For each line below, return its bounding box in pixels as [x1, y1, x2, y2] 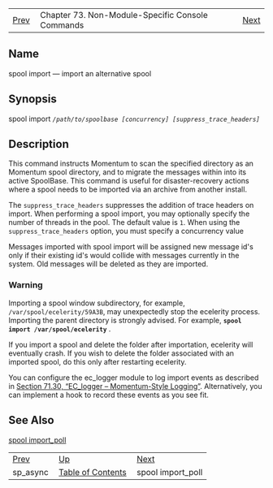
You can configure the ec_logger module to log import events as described [8, 373, 259, 382]
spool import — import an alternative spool [8, 68, 152, 78]
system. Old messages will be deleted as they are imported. [8, 259, 209, 269]
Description [8, 137, 69, 151]
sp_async [12, 466, 49, 477]
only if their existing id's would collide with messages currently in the [8, 251, 240, 261]
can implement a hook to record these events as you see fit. [8, 390, 210, 399]
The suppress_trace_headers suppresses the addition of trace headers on [8, 201, 254, 210]
